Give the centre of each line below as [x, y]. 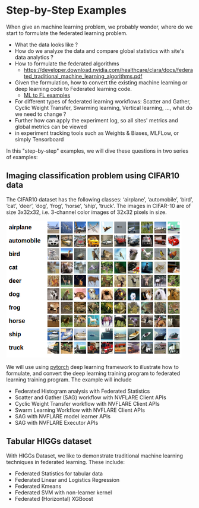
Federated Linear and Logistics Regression [67, 479]
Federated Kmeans [38, 486]
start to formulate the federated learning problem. [67, 33]
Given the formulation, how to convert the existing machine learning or [101, 82]
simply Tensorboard [39, 139]
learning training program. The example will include [69, 379]
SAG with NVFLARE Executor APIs [56, 422]
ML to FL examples [47, 95]
